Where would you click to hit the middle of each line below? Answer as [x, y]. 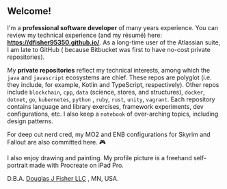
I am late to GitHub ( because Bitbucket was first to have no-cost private [109, 49]
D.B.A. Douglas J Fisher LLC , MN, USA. [63, 178]
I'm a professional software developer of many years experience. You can [113, 27]
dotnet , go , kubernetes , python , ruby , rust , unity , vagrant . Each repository [111, 99]
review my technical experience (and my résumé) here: [85, 35]
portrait [18, 165]
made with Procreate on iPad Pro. [77, 165]
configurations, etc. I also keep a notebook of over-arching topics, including [113, 114]
